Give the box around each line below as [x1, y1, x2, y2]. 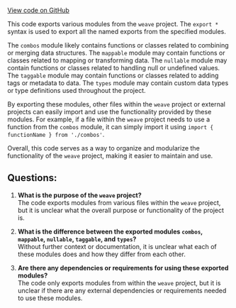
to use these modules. [17, 294, 83, 302]
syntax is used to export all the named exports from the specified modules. [7, 28, 227, 35]
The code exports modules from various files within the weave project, [17, 198, 221, 207]
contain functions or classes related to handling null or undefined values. [7, 64, 220, 72]
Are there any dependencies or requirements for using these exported [17, 263, 229, 272]
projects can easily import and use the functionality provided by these [7, 108, 212, 116]
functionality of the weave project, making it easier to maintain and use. [7, 152, 213, 160]
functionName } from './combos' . [7, 131, 105, 138]
